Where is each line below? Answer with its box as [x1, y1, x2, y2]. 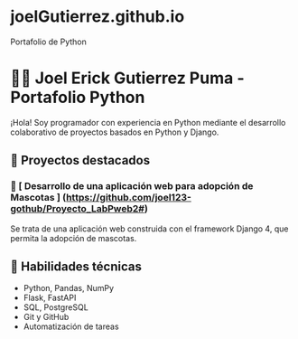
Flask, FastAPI [23, 292, 77, 304]
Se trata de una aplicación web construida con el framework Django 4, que [10, 223, 289, 234]
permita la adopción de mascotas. [10, 232, 137, 243]
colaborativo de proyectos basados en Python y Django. [10, 127, 219, 137]
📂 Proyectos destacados [10, 153, 151, 168]
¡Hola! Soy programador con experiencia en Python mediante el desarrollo [10, 117, 286, 127]
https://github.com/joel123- [65, 192, 192, 204]
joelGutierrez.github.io [10, 6, 185, 27]
